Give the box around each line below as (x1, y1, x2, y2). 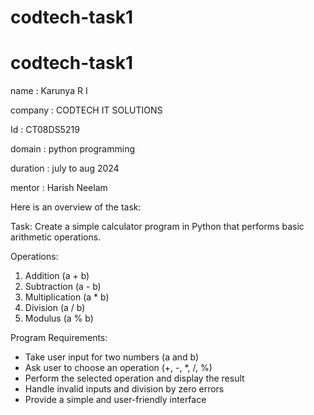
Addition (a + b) (24, 270, 90, 282)
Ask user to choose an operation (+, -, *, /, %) (24, 362, 213, 374)
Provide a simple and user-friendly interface (24, 394, 207, 406)
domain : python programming (10, 143, 135, 155)
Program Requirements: (10, 332, 108, 344)
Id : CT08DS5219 (10, 124, 80, 136)
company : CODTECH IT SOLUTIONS (10, 104, 163, 116)
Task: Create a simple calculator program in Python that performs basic (10, 221, 305, 233)
